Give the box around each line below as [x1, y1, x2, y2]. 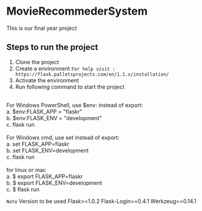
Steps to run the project [6, 42, 99, 52]
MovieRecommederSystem [6, 4, 148, 18]
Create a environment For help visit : [15, 65, 116, 72]
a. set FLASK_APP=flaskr [6, 140, 70, 148]
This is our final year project [6, 24, 77, 32]
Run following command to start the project [15, 83, 125, 90]
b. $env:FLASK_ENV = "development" [6, 114, 102, 121]
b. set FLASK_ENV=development [6, 146, 89, 154]
